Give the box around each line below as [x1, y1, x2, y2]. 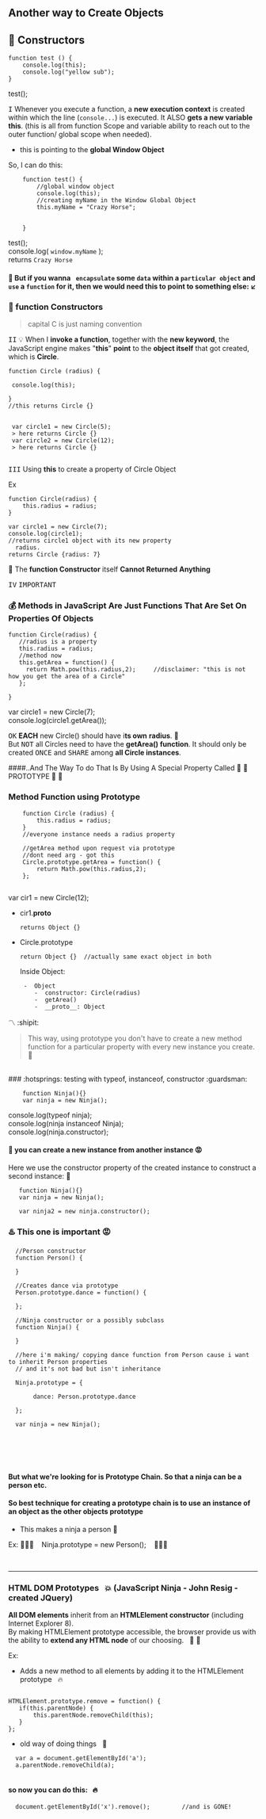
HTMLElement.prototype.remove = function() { [8, 1698, 161, 1706]
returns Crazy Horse [8, 255, 73, 265]
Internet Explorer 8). [8, 1618, 74, 1628]
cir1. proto [19, 908, 51, 918]
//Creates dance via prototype [15, 1282, 119, 1290]
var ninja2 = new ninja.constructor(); [18, 1207, 150, 1215]
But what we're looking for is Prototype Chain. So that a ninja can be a [8, 1472, 242, 1481]
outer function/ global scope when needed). [8, 130, 152, 139]
